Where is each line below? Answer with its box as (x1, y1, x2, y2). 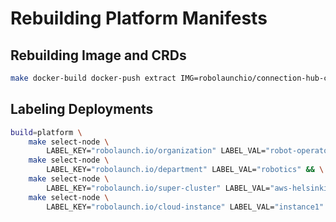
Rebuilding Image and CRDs (10, 47, 187, 64)
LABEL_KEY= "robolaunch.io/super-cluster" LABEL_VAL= (46, 183, 271, 193)
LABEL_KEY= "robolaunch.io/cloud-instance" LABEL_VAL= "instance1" (46, 202, 325, 212)
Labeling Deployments (10, 101, 154, 118)
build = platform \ (10, 127, 83, 137)
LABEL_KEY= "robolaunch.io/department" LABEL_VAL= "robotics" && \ (46, 165, 325, 175)
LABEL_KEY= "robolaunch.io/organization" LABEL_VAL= (46, 146, 267, 156)
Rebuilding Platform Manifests (10, 7, 268, 30)
